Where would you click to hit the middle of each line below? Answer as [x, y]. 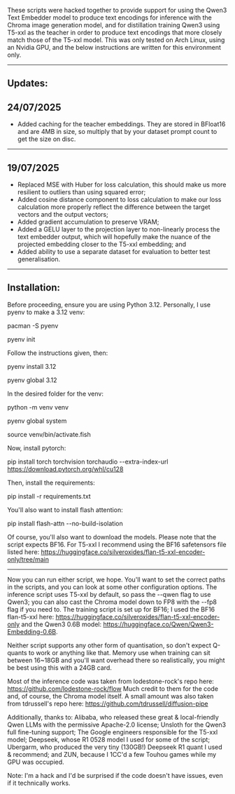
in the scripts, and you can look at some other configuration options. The [112, 587]
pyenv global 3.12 [32, 380]
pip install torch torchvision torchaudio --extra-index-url [88, 462]
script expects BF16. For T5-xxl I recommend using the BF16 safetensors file [117, 544]
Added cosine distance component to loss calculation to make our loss [119, 200]
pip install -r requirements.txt [49, 496]
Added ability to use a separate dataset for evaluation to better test [114, 252]
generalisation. [39, 260]
